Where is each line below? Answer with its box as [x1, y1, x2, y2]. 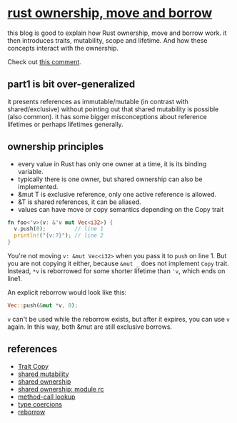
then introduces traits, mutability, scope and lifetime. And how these [7, 36, 208, 44]
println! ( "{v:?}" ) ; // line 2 [14, 232, 104, 240]
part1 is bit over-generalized [7, 78, 136, 91]
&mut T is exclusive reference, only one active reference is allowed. [17, 190, 217, 198]
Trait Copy [17, 362, 49, 370]
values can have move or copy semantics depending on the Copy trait [17, 205, 224, 213]
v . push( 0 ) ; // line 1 [14, 225, 104, 233]
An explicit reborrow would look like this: [7, 288, 127, 297]
